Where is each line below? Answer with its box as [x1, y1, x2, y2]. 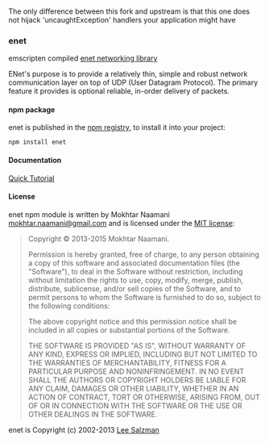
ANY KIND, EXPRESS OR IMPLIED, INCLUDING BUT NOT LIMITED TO [27, 349, 258, 359]
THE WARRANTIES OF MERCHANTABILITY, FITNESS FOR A [27, 357, 227, 367]
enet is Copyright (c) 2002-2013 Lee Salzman [8, 424, 159, 434]
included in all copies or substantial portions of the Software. [27, 325, 230, 335]
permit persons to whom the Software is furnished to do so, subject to [27, 292, 262, 302]
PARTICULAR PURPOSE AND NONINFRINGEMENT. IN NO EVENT [27, 366, 245, 376]
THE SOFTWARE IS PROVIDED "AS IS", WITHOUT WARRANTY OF [27, 341, 246, 350]
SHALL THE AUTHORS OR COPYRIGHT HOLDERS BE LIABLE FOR [27, 374, 246, 385]
